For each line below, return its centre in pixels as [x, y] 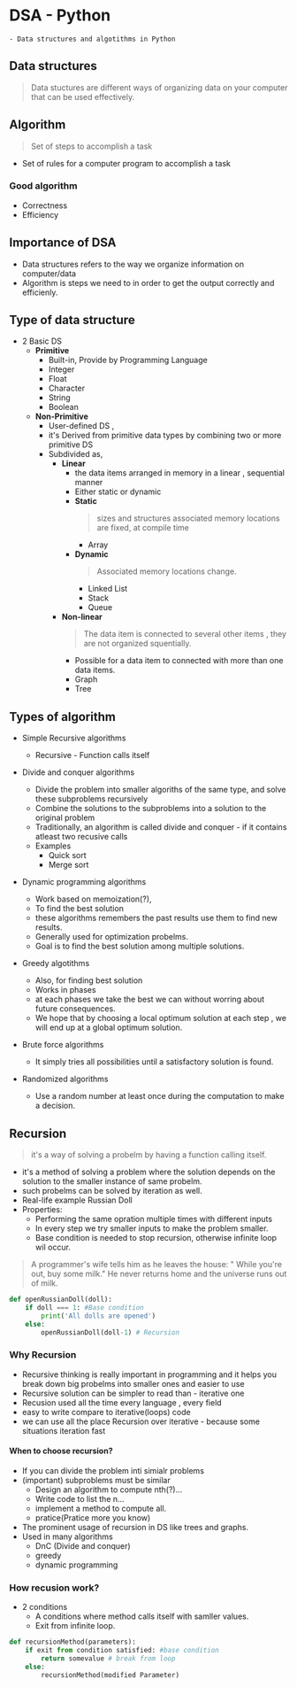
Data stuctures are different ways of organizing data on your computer [159, 87]
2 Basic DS [42, 341]
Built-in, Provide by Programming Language [128, 360]
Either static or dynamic [118, 491]
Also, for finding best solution [89, 980]
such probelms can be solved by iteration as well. [112, 1191]
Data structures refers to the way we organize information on [133, 264]
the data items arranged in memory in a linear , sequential [180, 473]
